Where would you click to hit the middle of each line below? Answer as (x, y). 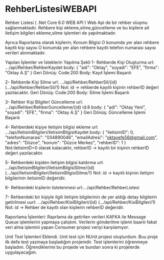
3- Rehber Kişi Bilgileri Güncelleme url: (44, 102)
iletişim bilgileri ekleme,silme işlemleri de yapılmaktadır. (61, 33)
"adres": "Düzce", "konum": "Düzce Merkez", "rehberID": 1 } (66, 142)
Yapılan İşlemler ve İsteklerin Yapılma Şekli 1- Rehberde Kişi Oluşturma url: (80, 62)
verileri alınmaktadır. (25, 53)
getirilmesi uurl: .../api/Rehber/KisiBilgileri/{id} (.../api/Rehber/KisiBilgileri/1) (80, 202)
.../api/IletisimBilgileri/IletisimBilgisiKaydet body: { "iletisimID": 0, (70, 132)
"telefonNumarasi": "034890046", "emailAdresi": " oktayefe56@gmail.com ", (82, 137)
